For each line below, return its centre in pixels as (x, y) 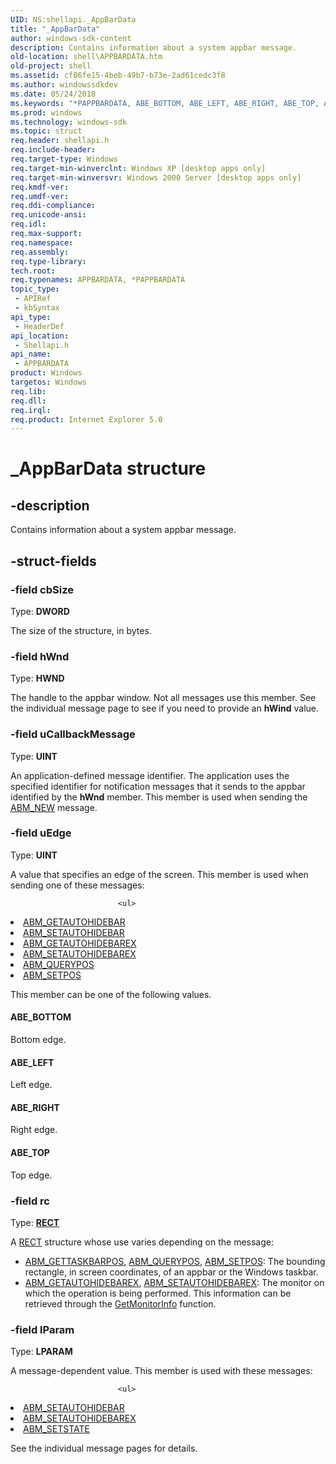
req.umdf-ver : (40, 196)
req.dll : (28, 401)
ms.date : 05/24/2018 (53, 94)
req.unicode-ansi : (48, 215)
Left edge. (31, 1085)
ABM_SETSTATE (56, 1429)
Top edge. (31, 1175)
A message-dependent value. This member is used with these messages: (161, 1371)
